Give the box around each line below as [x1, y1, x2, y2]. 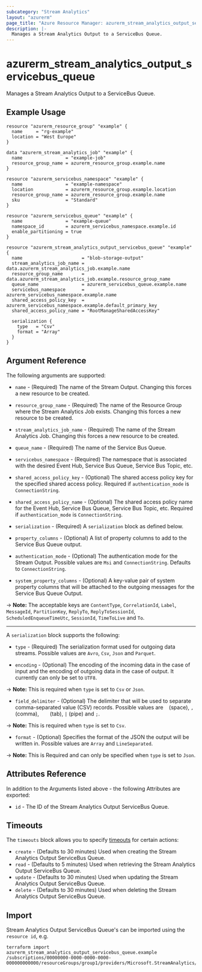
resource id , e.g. [6, 933, 49, 940]
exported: [6, 791, 31, 799]
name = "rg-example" [11, 128, 74, 134]
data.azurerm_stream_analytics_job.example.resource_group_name [6, 276, 171, 282]
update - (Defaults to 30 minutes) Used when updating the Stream [14, 874, 179, 881]
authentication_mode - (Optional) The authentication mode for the [14, 552, 178, 559]
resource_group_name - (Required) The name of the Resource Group [14, 401, 182, 408]
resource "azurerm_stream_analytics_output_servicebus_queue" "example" [6, 245, 192, 251]
